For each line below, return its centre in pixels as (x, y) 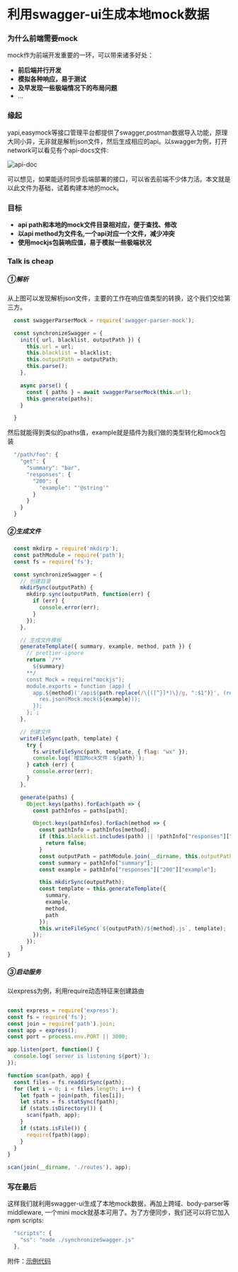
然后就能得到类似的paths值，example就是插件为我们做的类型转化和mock (113, 432)
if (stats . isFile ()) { (53, 1128)
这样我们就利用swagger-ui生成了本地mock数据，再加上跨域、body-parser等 (119, 1204)
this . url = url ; (50, 347)
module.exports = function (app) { (79, 686)
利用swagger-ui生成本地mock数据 (108, 15)
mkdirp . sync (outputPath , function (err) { (88, 595)
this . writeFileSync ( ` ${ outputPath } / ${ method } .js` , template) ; (132, 928)
